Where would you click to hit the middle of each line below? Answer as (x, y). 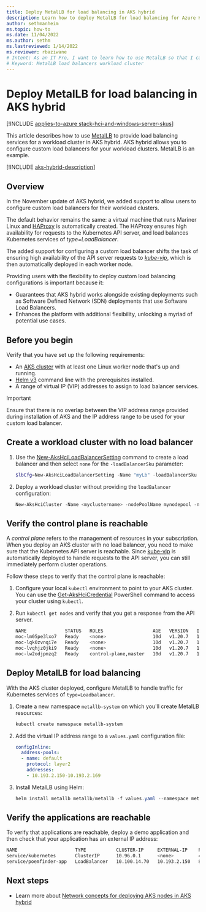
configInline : (33, 747)
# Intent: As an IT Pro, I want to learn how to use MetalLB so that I (100, 58)
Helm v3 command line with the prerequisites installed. (85, 380)
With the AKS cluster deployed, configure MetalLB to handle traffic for (95, 688)
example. (18, 155)
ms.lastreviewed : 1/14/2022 (42, 47)
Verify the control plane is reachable (77, 524)
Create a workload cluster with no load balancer (100, 442)
